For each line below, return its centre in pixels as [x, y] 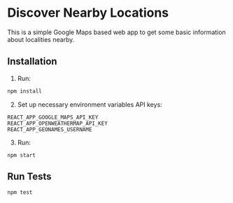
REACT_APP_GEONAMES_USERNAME [50, 129]
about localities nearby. [41, 39]
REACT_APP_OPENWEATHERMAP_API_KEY [58, 123]
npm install [24, 91]
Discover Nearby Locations [88, 13]
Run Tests [29, 177]
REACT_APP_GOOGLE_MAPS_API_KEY [53, 117]
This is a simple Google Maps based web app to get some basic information [116, 32]
